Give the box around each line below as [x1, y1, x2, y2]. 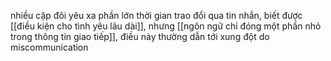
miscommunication [10, 41, 89, 53]
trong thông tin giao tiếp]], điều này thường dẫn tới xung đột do [10, 31, 270, 42]
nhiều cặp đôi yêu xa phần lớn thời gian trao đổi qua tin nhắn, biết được [10, 10, 303, 21]
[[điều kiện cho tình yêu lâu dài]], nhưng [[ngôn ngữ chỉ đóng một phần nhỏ [10, 20, 322, 32]
